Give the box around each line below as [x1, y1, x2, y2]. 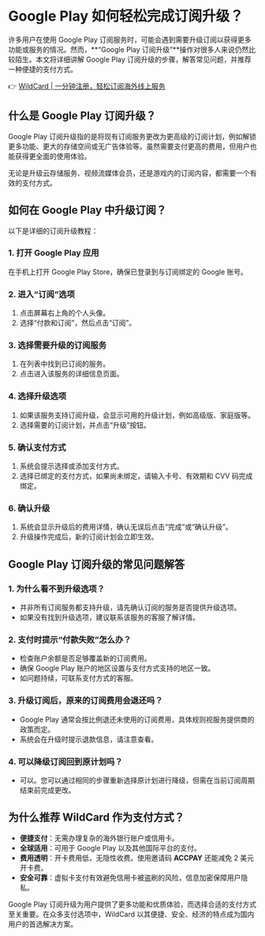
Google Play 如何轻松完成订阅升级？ [8, 7, 244, 25]
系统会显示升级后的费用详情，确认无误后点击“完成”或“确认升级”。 [19, 523, 233, 532]
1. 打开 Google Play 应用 [8, 247, 99, 259]
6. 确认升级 [8, 503, 50, 514]
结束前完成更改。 [19, 785, 76, 794]
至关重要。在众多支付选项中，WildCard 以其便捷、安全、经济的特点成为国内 [8, 909, 255, 919]
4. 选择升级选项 [8, 391, 67, 402]
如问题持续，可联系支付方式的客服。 [19, 674, 138, 683]
